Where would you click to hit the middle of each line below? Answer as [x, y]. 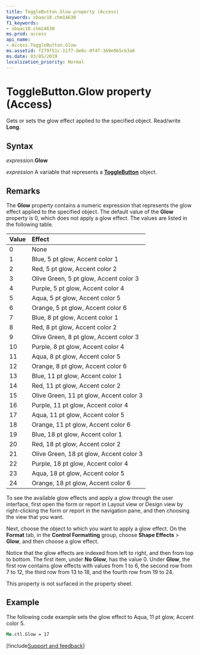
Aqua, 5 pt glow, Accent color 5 [76, 298]
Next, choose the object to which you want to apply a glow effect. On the [96, 529]
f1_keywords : [22, 23]
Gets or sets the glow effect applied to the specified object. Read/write [93, 121]
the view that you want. [35, 517]
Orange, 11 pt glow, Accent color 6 [81, 425]
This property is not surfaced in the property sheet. [69, 584]
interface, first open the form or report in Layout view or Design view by [95, 505]
